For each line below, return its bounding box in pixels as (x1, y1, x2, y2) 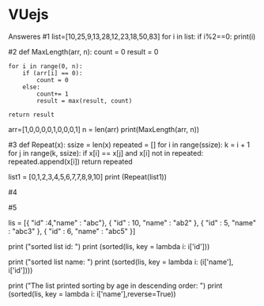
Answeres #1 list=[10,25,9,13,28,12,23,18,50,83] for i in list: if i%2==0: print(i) (8, 32, 256, 41)
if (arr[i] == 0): (22, 69, 83, 77)
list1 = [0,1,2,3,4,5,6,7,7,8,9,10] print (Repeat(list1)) (8, 172, 168, 181)
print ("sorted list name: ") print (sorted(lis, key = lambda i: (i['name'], (8, 257, 234, 266)
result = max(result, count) (36, 96, 133, 104)
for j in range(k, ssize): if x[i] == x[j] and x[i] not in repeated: (8, 148, 204, 157)
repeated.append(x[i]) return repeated (8, 157, 133, 166)
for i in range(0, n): (8, 62, 83, 70)
